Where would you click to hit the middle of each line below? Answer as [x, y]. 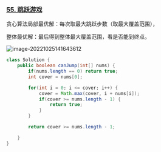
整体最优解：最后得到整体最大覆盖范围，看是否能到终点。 [78, 37]
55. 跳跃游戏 [24, 9]
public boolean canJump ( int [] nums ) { [66, 66]
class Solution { [28, 60]
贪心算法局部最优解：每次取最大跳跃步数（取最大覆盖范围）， [82, 24]
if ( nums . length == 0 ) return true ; [73, 71]
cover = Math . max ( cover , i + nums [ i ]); [89, 93]
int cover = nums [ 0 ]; [56, 77]
